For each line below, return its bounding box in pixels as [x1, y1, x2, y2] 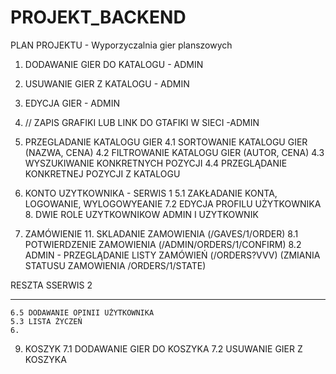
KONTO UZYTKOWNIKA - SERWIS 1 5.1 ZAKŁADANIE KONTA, [24, 187, 278, 199]
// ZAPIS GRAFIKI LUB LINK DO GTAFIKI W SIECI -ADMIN [24, 116, 260, 128]
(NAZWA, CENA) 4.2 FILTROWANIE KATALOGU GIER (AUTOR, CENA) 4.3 [24, 146, 325, 158]
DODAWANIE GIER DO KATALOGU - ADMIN [24, 58, 204, 70]
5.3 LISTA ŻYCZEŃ [10, 316, 83, 326]
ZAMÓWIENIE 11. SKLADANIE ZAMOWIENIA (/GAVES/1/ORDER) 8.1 [24, 227, 299, 240]
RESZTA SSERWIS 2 [10, 279, 93, 291]
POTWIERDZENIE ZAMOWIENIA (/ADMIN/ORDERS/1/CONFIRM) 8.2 [24, 238, 302, 250]
